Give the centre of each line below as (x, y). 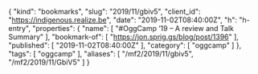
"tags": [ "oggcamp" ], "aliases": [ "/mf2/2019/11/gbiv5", (101, 54)
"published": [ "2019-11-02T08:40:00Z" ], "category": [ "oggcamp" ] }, (125, 45)
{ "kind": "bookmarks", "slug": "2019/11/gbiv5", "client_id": (104, 12)
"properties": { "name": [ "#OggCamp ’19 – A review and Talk (133, 28)
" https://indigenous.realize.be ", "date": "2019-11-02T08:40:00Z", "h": (123, 20)
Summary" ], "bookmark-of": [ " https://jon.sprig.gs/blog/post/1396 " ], (124, 37)
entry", (19, 28)
